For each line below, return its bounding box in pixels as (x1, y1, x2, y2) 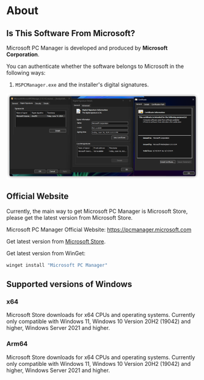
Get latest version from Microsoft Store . (6, 237, 106, 245)
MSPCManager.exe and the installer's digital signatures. (15, 81, 149, 88)
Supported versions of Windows (6, 279, 133, 289)
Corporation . (6, 51, 40, 58)
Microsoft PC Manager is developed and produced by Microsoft (6, 44, 168, 51)
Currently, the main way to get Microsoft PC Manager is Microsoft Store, (6, 207, 188, 215)
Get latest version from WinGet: (6, 249, 86, 257)
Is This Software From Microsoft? (6, 28, 136, 39)
